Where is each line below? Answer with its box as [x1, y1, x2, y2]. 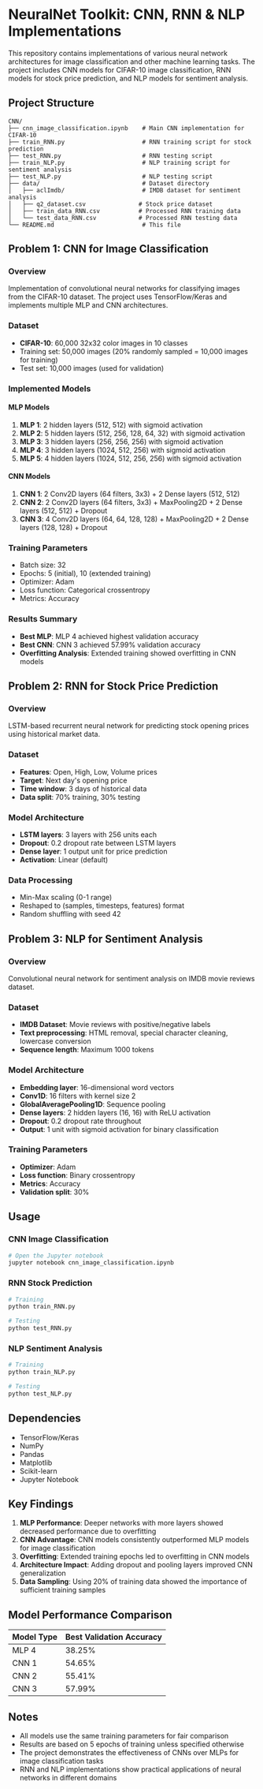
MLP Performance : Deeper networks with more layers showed [19, 1518, 224, 1528]
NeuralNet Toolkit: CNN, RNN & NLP [8, 6, 246, 24]
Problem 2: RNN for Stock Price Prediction [8, 680, 219, 693]
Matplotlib [19, 1458, 53, 1467]
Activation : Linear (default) [19, 854, 109, 865]
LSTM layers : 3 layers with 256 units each [19, 830, 157, 839]
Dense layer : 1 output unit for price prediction [19, 846, 168, 856]
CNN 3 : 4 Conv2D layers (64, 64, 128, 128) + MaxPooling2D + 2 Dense [19, 514, 250, 524]
